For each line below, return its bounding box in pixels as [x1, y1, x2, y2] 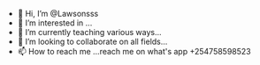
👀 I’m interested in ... [17, 18, 93, 28]
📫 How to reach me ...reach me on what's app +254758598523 [17, 47, 251, 56]
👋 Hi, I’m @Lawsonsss [17, 9, 99, 18]
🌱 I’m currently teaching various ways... [17, 27, 162, 37]
